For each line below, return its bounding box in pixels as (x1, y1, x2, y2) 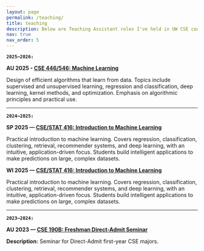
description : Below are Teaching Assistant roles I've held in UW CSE (6, 26, 189, 32)
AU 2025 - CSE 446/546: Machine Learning (6, 64, 119, 72)
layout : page (6, 9, 39, 15)
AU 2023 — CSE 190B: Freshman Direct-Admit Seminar (6, 226, 148, 233)
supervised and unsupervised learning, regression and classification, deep (6, 83, 193, 90)
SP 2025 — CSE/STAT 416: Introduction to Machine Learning (6, 124, 162, 131)
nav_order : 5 (6, 37, 39, 43)
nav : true (6, 32, 32, 38)
